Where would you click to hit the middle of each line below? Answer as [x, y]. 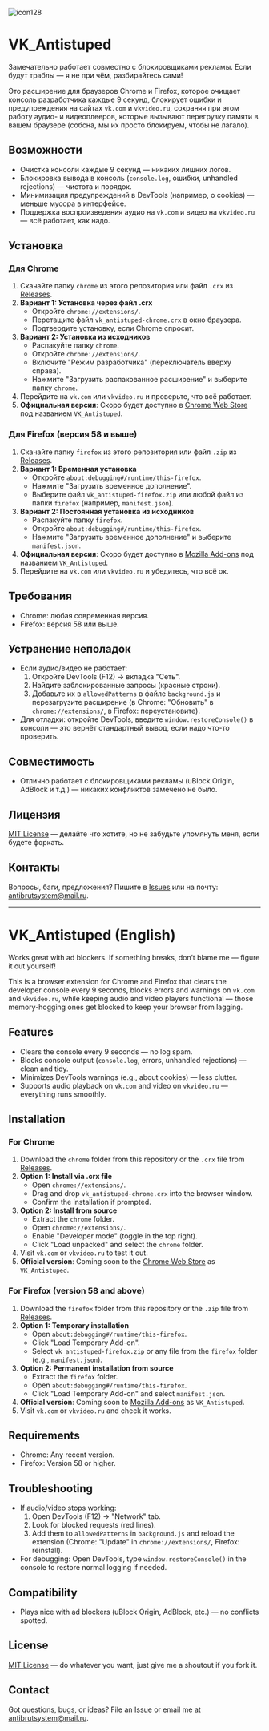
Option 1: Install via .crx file [66, 1177]
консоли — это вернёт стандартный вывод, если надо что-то [124, 728]
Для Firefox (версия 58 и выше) [73, 434]
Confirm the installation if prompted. [92, 1202]
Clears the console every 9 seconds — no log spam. [106, 1051]
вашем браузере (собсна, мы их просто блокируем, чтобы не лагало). [129, 125]
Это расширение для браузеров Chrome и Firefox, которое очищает [124, 91]
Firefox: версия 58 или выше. [70, 624]
